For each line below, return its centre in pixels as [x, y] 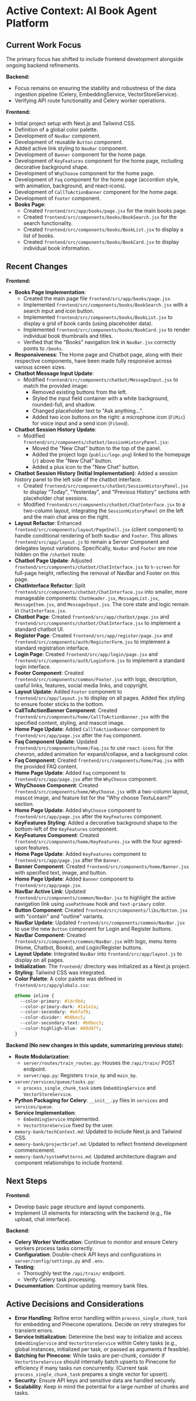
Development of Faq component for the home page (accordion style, [97, 179]
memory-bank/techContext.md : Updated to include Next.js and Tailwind [98, 1131]
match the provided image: [56, 385]
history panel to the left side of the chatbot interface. [78, 479]
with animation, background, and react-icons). [70, 186]
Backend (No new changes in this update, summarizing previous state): [95, 1045]
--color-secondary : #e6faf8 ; [56, 1012]
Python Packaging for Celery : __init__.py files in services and [91, 1100]
